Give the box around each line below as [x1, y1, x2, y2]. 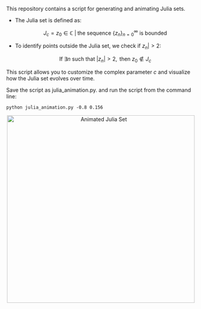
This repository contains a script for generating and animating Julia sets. [6, 5, 186, 12]
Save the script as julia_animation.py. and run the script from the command [6, 86, 191, 94]
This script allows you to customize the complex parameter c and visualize [6, 68, 191, 76]
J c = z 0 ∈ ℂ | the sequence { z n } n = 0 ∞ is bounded [43, 28, 167, 38]
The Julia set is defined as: [14, 17, 82, 23]
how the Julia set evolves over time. [6, 75, 95, 82]
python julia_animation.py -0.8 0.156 [6, 104, 103, 110]
